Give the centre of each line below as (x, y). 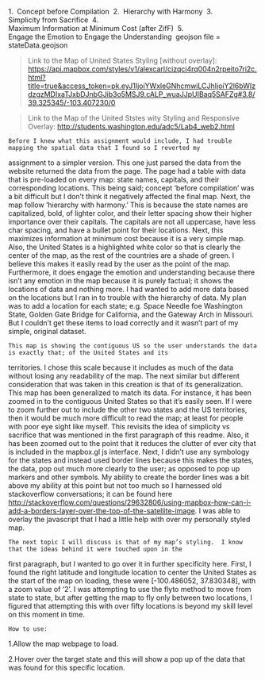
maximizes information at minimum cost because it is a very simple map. (127, 238)
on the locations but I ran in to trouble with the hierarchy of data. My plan (127, 298)
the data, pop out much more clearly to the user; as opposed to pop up (124, 469)
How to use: (28, 629)
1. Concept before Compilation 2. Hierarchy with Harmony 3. (111, 12)
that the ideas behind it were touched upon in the (95, 549)
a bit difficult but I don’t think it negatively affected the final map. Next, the (130, 196)
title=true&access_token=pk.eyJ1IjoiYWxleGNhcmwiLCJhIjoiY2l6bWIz (142, 86)
